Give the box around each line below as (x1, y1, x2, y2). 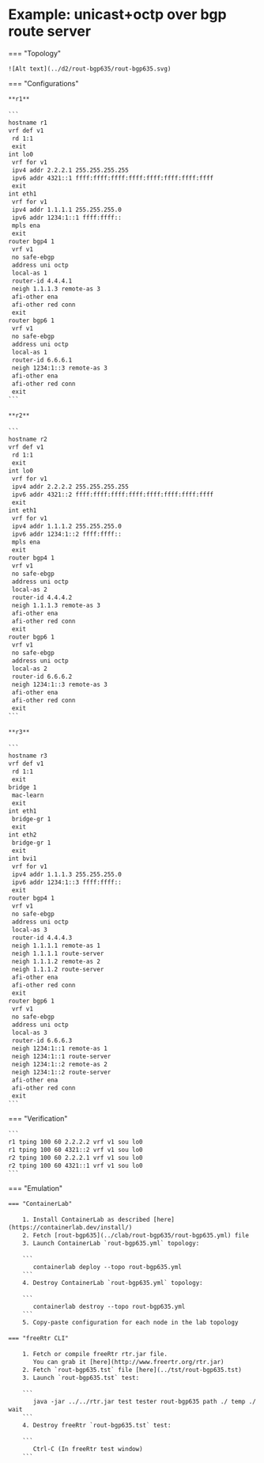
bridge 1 (8, 783, 37, 791)
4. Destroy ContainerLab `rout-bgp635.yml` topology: (22, 1279, 203, 1287)
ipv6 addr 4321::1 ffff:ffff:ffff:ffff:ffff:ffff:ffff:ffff (11, 174, 214, 182)
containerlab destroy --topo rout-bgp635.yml (32, 1302, 186, 1310)
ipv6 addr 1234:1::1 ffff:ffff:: (11, 214, 123, 222)
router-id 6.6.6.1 (11, 356, 73, 364)
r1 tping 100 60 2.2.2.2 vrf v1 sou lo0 (8, 1138, 144, 1146)
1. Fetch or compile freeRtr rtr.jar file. (22, 1350, 168, 1358)
